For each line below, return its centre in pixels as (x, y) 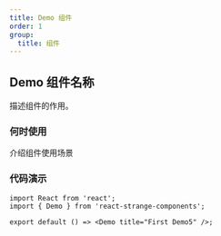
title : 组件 (39, 43)
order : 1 (26, 26)
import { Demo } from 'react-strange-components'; (107, 206)
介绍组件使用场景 (41, 153)
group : (22, 34)
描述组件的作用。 (41, 106)
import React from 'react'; (63, 198)
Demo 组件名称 (52, 82)
